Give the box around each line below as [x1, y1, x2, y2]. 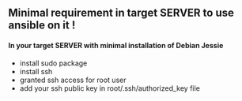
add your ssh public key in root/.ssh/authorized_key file [19, 83, 200, 93]
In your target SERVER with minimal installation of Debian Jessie [8, 40, 224, 50]
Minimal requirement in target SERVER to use [8, 6, 235, 20]
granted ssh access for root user [19, 75, 127, 84]
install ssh [19, 66, 53, 76]
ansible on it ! [8, 19, 76, 32]
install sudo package [19, 58, 88, 68]
